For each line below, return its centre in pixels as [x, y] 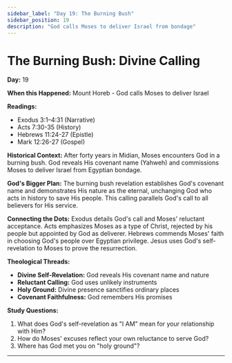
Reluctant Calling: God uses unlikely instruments [87, 282]
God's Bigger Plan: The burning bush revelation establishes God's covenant [116, 183]
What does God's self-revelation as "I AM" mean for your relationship [116, 324]
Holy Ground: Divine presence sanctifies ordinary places [98, 290]
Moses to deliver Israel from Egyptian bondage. [75, 170]
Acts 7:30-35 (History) [49, 127]
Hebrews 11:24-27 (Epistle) [55, 135]
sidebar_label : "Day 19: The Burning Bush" [71, 13]
